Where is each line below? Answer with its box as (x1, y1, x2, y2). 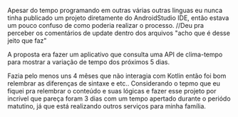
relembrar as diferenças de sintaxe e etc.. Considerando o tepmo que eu (7, 79, 221, 88)
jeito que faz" (7, 36, 47, 45)
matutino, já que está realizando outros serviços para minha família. (7, 102, 207, 110)
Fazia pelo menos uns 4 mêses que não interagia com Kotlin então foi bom (7, 71, 227, 80)
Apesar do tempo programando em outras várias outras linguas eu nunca (7, 6, 223, 14)
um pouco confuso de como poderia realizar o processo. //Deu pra (7, 21, 205, 29)
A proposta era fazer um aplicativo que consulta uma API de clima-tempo (7, 50, 223, 58)
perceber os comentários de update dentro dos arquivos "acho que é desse (7, 29, 230, 37)
